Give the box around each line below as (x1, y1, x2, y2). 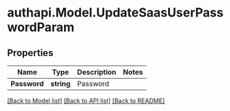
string (50, 79, 71, 88)
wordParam (7, 19, 74, 35)
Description (76, 68, 117, 77)
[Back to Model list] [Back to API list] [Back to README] (7, 97, 165, 105)
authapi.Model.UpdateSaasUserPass (7, 5, 224, 21)
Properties (7, 47, 54, 59)
